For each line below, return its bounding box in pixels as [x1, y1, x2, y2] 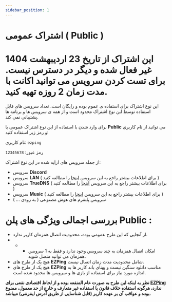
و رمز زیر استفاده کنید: [5, 129, 49, 135]
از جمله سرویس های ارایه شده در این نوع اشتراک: [5, 159, 101, 165]
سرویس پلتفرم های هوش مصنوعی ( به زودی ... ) [12, 196, 106, 202]
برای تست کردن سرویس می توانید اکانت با [5, 75, 165, 86]
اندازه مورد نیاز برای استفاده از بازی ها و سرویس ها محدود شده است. [12, 269, 146, 275]
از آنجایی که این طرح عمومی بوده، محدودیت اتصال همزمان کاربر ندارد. [12, 231, 148, 237]
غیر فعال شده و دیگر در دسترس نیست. [5, 64, 152, 75]
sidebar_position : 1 [5, 7, 50, 13]
